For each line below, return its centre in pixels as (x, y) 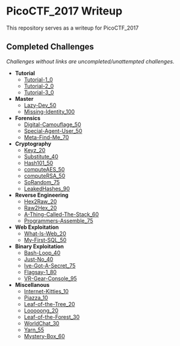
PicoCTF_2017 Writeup (64, 11)
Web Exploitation (37, 227)
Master (24, 98)
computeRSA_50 (45, 176)
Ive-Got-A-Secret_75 (50, 265)
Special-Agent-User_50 (53, 130)
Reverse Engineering (42, 195)
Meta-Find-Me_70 (46, 137)
